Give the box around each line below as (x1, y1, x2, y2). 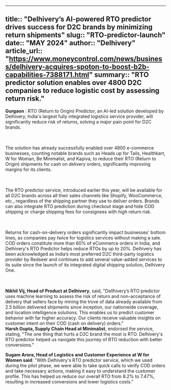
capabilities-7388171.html (5, 71, 90, 79)
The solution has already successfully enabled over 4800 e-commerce (5, 144, 154, 151)
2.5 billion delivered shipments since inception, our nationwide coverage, (5, 304, 159, 310)
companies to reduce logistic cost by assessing (5, 86, 159, 95)
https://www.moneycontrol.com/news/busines (9, 54, 163, 64)
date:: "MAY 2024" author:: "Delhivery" (5, 39, 136, 47)
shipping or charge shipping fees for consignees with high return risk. (5, 208, 152, 215)
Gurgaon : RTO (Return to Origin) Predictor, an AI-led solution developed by (5, 108, 164, 114)
